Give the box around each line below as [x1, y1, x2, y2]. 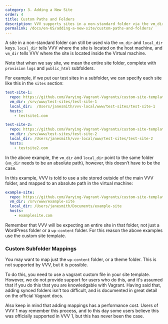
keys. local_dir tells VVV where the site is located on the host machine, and [5, 45, 162, 51]
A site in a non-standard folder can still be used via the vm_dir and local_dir [5, 39, 163, 45]
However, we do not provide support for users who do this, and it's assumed [5, 277, 163, 283]
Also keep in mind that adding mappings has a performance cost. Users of [5, 302, 158, 308]
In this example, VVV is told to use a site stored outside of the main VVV [5, 174, 153, 180]
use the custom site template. [5, 232, 66, 238]
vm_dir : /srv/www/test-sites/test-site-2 [9, 131, 97, 136]
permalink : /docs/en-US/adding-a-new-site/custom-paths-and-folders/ [5, 26, 153, 31]
